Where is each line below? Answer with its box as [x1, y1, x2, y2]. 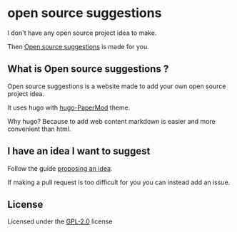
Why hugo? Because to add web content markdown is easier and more [7, 117, 216, 125]
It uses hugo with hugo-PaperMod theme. [7, 103, 131, 112]
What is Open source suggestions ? [7, 63, 169, 75]
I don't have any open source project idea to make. [7, 28, 157, 37]
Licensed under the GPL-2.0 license [7, 217, 113, 226]
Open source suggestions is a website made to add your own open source [7, 82, 226, 90]
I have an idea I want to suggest [7, 145, 151, 157]
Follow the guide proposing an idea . [7, 164, 113, 172]
